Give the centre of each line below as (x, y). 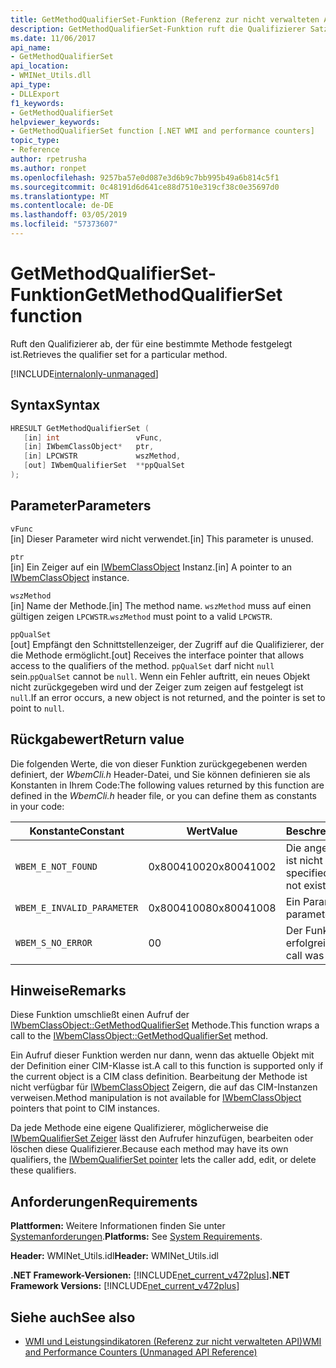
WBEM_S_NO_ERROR (54, 942)
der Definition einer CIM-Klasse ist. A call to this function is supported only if (167, 1066)
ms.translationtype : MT (60, 196)
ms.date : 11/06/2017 (53, 38)
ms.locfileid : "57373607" (64, 224)
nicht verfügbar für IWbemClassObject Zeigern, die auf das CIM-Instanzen (164, 1087)
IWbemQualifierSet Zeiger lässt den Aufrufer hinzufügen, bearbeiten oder (162, 1138)
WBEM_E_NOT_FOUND (56, 866)
